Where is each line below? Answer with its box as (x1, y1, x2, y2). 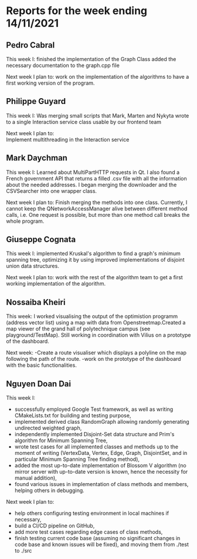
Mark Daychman (6, 153, 67, 163)
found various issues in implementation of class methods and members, (14, 481, 189, 488)
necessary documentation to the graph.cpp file (6, 62, 120, 69)
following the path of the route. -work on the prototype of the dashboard (6, 356, 181, 363)
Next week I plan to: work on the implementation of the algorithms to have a (6, 73, 189, 80)
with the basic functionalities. (6, 361, 77, 369)
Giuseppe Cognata (6, 235, 76, 245)
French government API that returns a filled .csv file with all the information (6, 175, 188, 182)
